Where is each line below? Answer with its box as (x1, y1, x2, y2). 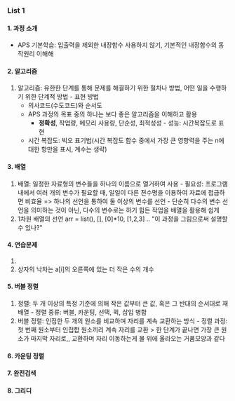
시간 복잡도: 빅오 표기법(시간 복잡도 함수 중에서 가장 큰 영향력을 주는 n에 (27, 136, 224, 145)
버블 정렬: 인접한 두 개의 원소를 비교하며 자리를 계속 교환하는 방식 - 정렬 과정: (17, 316, 228, 325)
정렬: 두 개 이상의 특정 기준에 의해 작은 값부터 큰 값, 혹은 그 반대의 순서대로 (17, 299, 221, 307)
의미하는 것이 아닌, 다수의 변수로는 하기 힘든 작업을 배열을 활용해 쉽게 (30, 205, 220, 214)
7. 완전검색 (7, 369, 36, 377)
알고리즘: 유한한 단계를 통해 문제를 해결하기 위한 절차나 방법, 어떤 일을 (17, 83, 208, 93)
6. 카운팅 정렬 (7, 351, 44, 360)
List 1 (7, 6, 25, 15)
